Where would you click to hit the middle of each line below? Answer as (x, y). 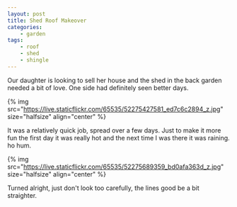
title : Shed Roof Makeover (47, 21)
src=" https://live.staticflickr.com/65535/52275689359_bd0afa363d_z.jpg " (116, 167)
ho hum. (19, 145)
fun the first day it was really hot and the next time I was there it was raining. (118, 138)
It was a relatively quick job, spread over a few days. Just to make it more (114, 130)
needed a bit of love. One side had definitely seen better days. (98, 88)
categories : (25, 27)
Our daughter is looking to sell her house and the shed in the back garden (115, 80)
